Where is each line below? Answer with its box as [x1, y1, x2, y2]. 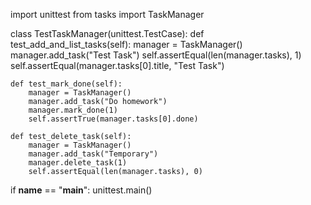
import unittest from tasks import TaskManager [10, 9, 205, 20]
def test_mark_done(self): [10, 79, 123, 89]
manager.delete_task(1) [28, 158, 128, 168]
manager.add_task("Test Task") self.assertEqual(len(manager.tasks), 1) [10, 49, 302, 61]
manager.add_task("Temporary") [28, 149, 159, 159]
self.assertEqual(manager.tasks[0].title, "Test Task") [10, 60, 225, 71]
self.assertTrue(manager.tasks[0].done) [28, 114, 199, 124]
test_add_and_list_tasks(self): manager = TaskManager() [10, 39, 243, 50]
